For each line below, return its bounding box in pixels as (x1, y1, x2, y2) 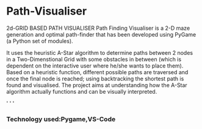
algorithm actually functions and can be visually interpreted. (6, 88, 157, 95)
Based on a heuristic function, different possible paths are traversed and (6, 68, 189, 75)
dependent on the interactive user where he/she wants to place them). (6, 62, 184, 69)
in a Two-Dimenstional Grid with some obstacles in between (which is (6, 55, 182, 63)
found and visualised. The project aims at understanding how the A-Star (6, 81, 187, 89)
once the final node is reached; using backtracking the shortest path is (6, 75, 184, 82)
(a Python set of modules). (6, 37, 73, 44)
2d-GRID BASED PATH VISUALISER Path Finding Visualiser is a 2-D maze (6, 24, 190, 32)
